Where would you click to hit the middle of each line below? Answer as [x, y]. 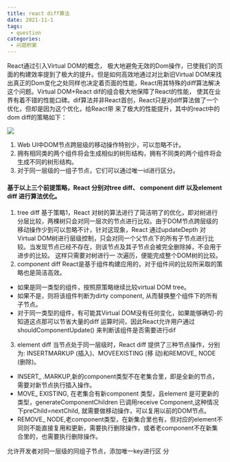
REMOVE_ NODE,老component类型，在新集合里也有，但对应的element [117, 419]
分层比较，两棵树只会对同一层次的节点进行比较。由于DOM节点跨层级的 [117, 221]
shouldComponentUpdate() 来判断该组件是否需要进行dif [96, 330]
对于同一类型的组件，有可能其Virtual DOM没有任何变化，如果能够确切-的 [120, 313]
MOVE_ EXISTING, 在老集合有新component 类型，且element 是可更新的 [118, 394]
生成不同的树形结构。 [47, 162]
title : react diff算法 [38, 13]
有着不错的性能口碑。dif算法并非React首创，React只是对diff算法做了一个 [116, 100]
